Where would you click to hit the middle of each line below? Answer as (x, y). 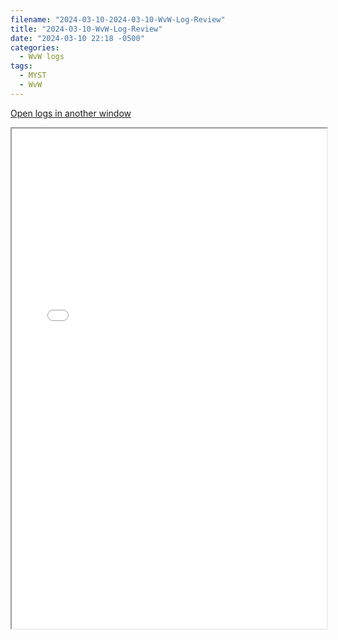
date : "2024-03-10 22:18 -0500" (77, 38)
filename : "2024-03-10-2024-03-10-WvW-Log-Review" (118, 19)
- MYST (33, 76)
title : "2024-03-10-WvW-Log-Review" (86, 29)
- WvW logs (42, 57)
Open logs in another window (71, 113)
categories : (35, 47)
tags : (21, 66)
